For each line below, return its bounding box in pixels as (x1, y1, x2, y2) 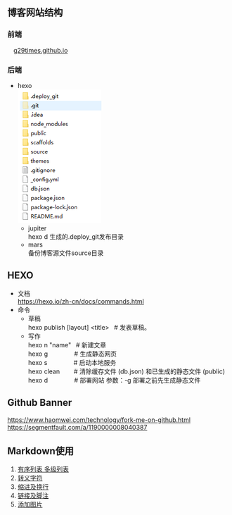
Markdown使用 (7, 445, 75, 457)
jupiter (27, 224, 47, 232)
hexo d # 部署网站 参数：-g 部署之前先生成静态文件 (27, 376, 201, 384)
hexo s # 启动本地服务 (27, 358, 117, 366)
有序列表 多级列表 (17, 465, 69, 473)
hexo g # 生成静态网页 (27, 349, 117, 358)
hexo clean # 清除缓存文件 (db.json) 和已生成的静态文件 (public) (27, 367, 226, 376)
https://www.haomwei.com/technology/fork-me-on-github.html (7, 415, 191, 424)
